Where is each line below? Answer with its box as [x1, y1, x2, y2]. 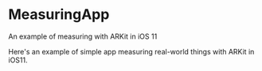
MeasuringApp [8, 6, 110, 24]
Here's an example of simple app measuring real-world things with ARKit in [8, 47, 255, 56]
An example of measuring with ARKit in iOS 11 [8, 32, 158, 41]
